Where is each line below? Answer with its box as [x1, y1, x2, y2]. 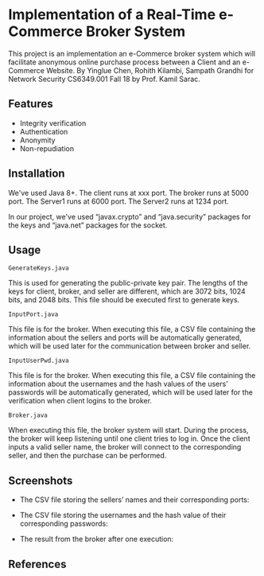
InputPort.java [8, 310, 59, 319]
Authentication [19, 126, 68, 136]
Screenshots [8, 473, 73, 487]
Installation [8, 167, 65, 181]
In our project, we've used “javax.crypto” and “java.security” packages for [8, 212, 252, 221]
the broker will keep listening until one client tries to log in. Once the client [8, 434, 250, 443]
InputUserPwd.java [8, 356, 69, 365]
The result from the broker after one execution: [19, 535, 174, 544]
